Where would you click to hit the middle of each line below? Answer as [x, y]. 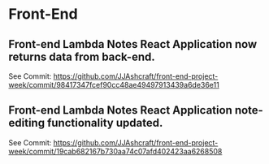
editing [27, 123]
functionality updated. [105, 123]
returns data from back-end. [82, 56]
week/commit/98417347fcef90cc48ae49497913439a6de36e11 [114, 85]
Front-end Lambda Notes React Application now [133, 44]
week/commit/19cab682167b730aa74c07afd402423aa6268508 [115, 151]
